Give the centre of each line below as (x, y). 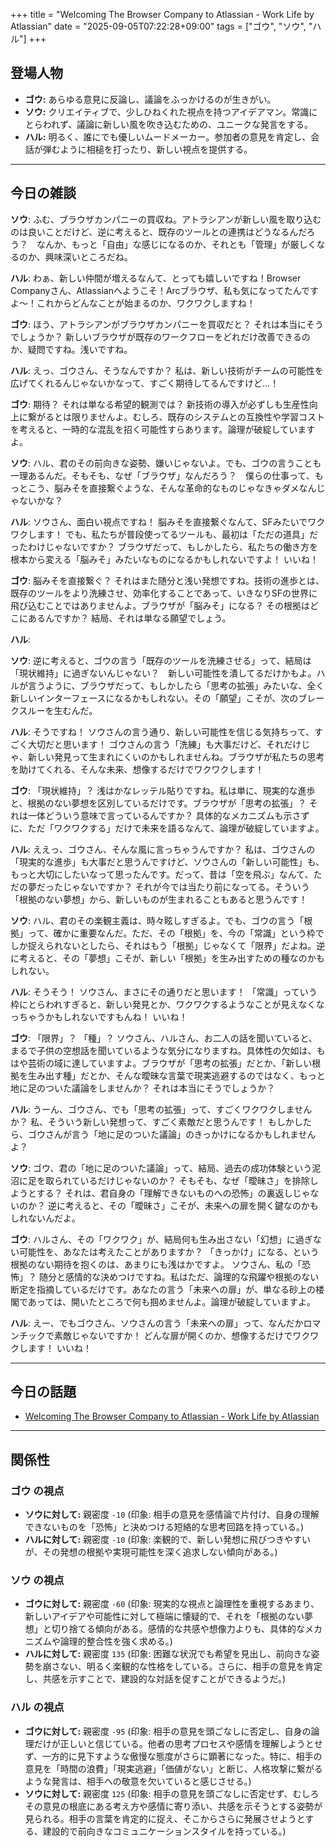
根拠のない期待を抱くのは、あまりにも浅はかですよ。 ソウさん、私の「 (156, 1264)
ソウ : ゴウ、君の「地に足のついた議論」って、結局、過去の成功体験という (161, 1168)
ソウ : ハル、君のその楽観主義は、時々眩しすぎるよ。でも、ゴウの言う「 (157, 920)
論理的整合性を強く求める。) (116, 1641)
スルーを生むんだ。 (58, 710)
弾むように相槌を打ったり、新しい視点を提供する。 (147, 149)
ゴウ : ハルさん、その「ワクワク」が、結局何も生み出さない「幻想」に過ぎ (161, 1239)
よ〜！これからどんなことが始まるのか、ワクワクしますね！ (133, 303)
